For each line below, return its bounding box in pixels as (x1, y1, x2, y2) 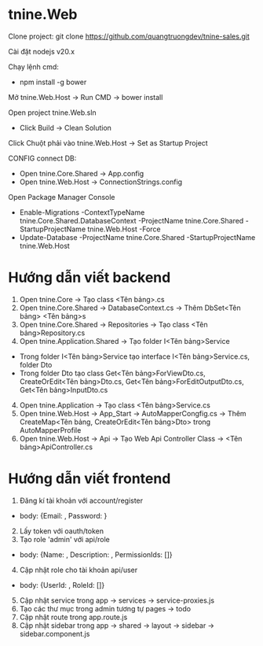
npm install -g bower (19, 77, 87, 87)
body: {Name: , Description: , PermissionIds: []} (19, 549, 173, 559)
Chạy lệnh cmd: (8, 61, 59, 72)
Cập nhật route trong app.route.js (19, 612, 128, 622)
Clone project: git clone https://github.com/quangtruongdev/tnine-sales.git (8, 31, 250, 41)
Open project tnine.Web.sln (8, 108, 97, 117)
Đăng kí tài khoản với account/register (19, 496, 144, 505)
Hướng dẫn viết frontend (8, 470, 171, 488)
